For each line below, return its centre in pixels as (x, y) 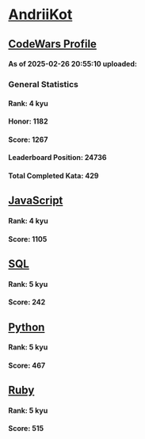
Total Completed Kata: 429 (53, 176)
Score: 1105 (28, 239)
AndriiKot (40, 15)
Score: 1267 (28, 139)
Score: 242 (27, 302)
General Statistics (44, 85)
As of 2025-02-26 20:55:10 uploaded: (72, 64)
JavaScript (36, 201)
